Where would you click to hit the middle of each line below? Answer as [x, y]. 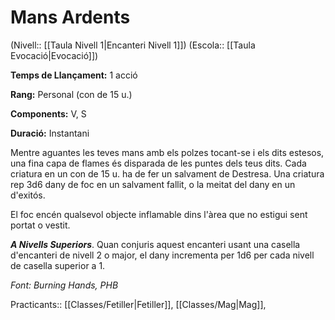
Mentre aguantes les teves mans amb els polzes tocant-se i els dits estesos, [167, 152]
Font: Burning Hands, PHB [64, 285]
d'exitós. [28, 195]
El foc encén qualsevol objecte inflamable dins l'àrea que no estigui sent [159, 214]
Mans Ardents [70, 17]
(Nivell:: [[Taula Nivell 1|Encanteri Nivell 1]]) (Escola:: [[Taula [133, 45]
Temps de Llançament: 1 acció [74, 75]
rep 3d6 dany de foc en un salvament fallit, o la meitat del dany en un [153, 184]
